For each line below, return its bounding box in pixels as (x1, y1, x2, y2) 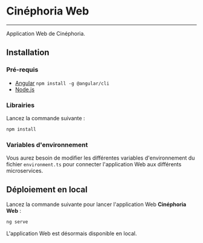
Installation (6, 47, 50, 58)
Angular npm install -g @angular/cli (14, 79, 110, 86)
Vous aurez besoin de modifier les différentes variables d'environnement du (6, 154, 195, 161)
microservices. (6, 167, 43, 175)
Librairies (6, 101, 35, 109)
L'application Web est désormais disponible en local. (6, 230, 137, 237)
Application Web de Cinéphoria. (6, 30, 86, 37)
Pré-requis (6, 65, 39, 74)
